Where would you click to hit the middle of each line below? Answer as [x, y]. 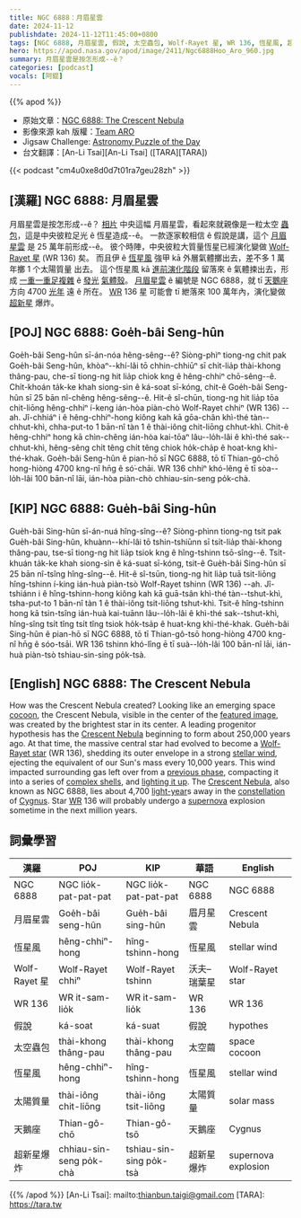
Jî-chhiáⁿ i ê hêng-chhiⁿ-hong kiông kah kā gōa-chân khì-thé [136, 418]
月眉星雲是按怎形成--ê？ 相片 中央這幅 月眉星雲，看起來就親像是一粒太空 [144, 224]
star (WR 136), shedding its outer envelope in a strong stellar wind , [155, 753]
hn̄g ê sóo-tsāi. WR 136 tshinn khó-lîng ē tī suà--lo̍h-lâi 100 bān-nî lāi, [146, 644]
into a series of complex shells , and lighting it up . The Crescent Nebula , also [150, 781]
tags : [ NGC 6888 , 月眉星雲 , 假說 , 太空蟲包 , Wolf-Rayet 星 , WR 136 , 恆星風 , [146, 43]
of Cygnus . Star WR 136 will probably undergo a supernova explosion [138, 801]
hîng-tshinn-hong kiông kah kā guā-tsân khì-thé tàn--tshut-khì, [166, 594]
